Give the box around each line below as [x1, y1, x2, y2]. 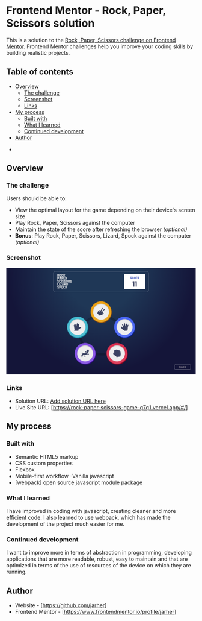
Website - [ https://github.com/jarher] [14, 602, 107, 609]
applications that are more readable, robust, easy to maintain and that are [6, 555, 188, 563]
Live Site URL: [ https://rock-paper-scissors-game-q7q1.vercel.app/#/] [14, 404, 188, 411]
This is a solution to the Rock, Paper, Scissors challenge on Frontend [6, 36, 176, 43]
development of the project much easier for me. [6, 520, 125, 528]
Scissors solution [6, 16, 95, 30]
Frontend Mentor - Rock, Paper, [6, 4, 167, 17]
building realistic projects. [6, 49, 70, 56]
